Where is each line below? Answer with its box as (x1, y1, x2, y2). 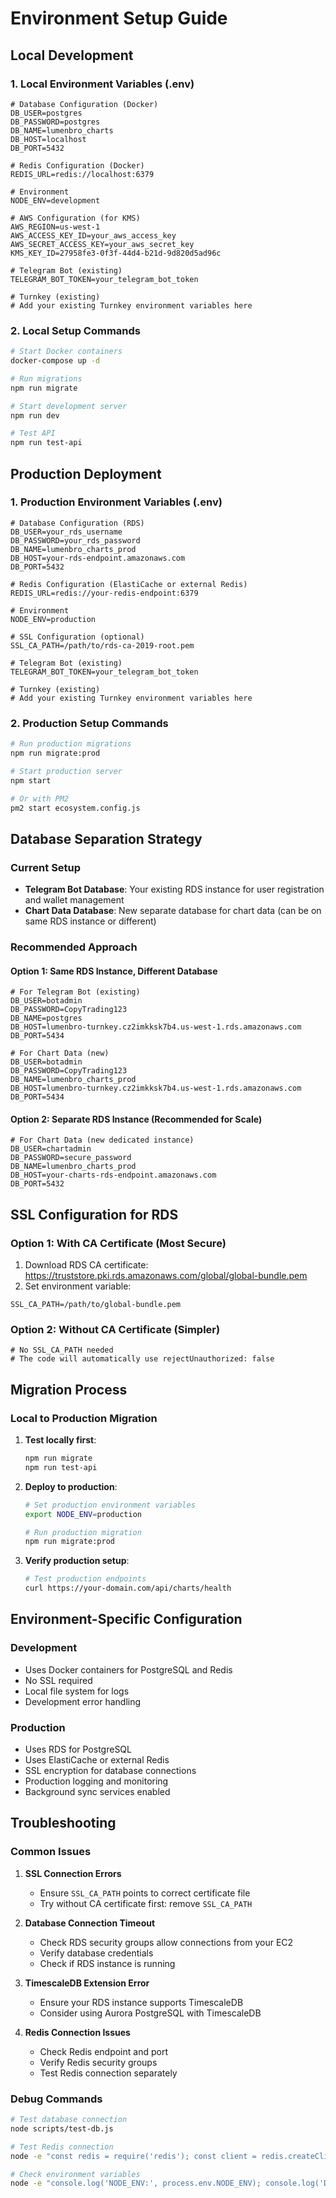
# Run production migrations (10, 739, 132, 749)
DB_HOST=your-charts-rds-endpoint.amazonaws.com (10, 1170, 217, 1181)
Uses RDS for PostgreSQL (24, 1743, 132, 1756)
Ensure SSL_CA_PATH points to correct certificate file (39, 1887, 251, 1899)
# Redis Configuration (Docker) (10, 160, 145, 171)
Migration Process (10, 1381, 128, 1398)
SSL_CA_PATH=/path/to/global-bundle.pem (10, 1300, 182, 1310)
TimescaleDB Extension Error (24, 1977, 150, 1989)
